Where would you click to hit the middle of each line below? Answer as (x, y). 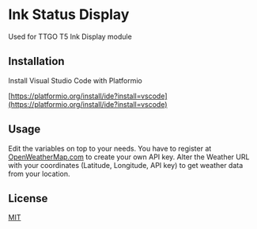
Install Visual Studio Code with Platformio (75, 80)
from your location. (39, 174)
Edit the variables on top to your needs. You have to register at (110, 148)
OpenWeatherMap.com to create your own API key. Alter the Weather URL (129, 157)
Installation (36, 61)
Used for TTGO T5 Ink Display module (70, 36)
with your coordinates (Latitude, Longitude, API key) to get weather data (126, 165)
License (28, 198)
